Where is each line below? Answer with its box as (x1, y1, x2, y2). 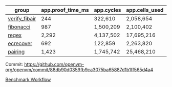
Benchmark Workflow (5, 76, 51, 82)
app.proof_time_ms (40, 7, 90, 13)
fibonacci (8, 23, 31, 30)
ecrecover (8, 40, 33, 47)
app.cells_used (126, 7, 164, 13)
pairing (8, 48, 25, 55)
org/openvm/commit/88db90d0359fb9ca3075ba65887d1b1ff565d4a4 (5, 67, 154, 73)
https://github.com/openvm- (24, 61, 84, 67)
